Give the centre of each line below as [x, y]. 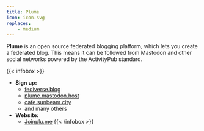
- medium [28, 29]
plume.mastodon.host [52, 96]
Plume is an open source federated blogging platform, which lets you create [102, 46]
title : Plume [23, 12]
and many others [46, 109]
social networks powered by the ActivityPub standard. [75, 59]
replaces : [19, 23]
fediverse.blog [42, 90]
